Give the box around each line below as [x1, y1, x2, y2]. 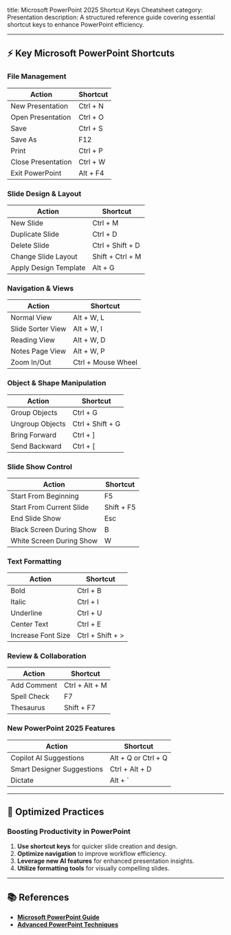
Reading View [10, 335, 55, 345]
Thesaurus [10, 703, 45, 713]
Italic [10, 597, 26, 607]
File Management [7, 72, 67, 81]
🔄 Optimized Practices [7, 806, 104, 818]
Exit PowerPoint [10, 168, 62, 178]
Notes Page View [10, 347, 67, 356]
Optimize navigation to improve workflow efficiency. [16, 850, 167, 858]
